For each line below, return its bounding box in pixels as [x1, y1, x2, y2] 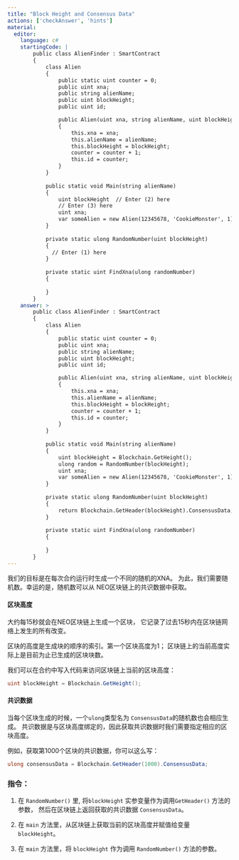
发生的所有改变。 [19, 626, 70, 635]
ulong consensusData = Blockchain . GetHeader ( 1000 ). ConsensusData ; [7, 760, 208, 767]
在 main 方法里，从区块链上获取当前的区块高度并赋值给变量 [17, 821, 191, 829]
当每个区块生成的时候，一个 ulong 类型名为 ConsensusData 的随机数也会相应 [7, 713, 223, 722]
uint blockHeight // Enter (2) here [58, 195, 171, 203]
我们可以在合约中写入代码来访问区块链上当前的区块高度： [7, 665, 176, 674]
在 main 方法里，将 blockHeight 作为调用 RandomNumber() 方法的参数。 [17, 844, 221, 853]
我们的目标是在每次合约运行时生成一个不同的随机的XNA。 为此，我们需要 [7, 573, 222, 582]
